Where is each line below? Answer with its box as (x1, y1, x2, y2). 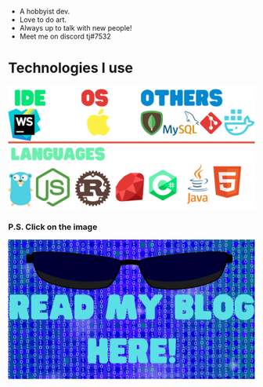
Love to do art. (19, 15, 67, 24)
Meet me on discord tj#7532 (19, 31, 111, 41)
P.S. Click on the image (8, 221, 98, 232)
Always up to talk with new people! (19, 24, 132, 32)
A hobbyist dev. (19, 7, 70, 16)
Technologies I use (8, 59, 134, 77)
